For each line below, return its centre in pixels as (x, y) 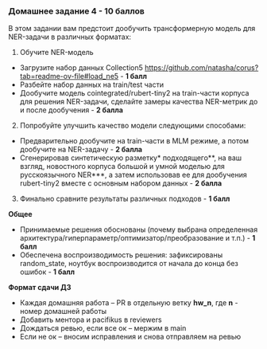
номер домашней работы (63, 312)
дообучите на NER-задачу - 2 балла (81, 150)
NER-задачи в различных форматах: (70, 37)
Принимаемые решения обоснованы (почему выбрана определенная (139, 229)
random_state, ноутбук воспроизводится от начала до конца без (129, 264)
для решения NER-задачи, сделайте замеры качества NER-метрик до (139, 102)
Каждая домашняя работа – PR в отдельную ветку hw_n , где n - (129, 303)
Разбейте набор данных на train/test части (92, 84)
